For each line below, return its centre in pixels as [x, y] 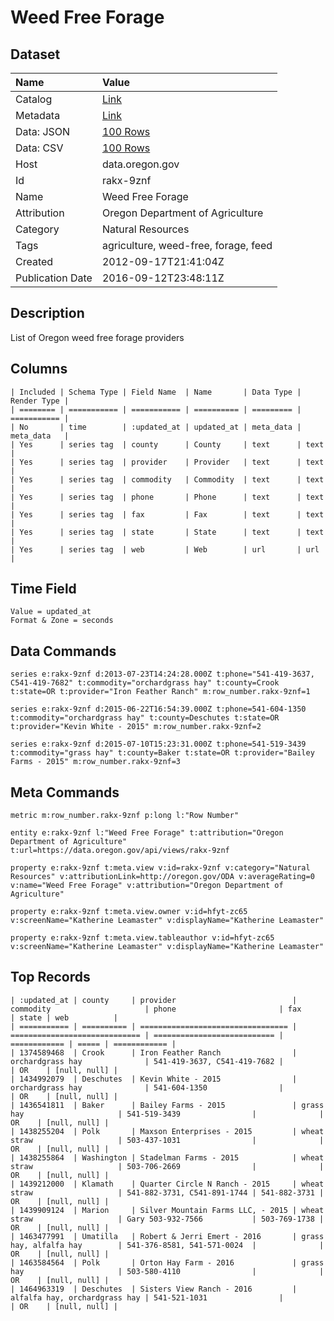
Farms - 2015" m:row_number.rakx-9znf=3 [96, 762]
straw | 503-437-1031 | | [167, 1140]
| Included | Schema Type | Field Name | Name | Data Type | [156, 392]
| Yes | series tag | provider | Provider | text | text [167, 462]
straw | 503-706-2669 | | [167, 1166]
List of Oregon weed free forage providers [97, 337]
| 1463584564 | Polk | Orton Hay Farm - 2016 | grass [167, 1262]
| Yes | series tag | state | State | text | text [167, 532]
